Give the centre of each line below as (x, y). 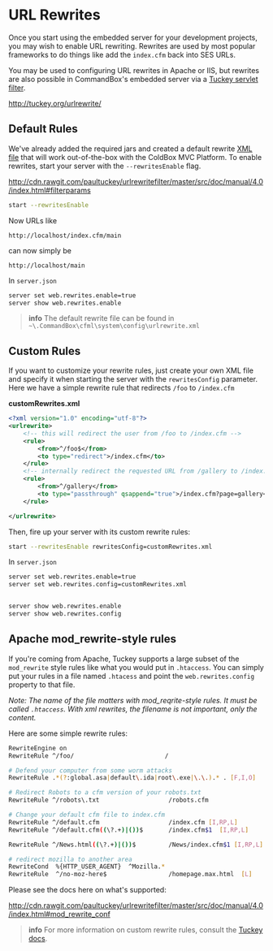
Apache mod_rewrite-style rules (93, 639)
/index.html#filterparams (50, 190)
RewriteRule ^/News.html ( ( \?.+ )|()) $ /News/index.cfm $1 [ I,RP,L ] (136, 845)
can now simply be (40, 250)
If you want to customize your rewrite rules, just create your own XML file (131, 370)
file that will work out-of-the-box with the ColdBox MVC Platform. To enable (135, 157)
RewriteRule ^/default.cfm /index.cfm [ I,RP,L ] (123, 822)
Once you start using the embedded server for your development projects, (133, 37)
